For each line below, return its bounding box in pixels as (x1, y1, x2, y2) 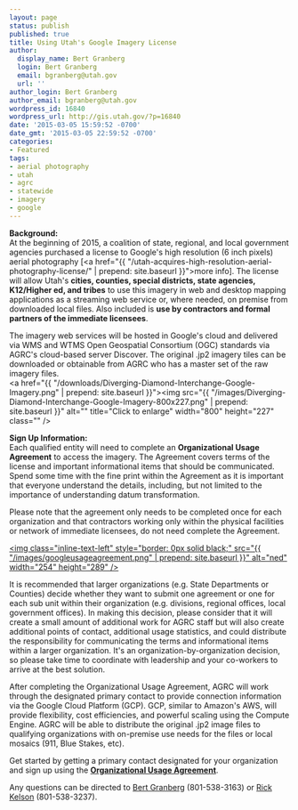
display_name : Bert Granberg (17, 54, 125, 63)
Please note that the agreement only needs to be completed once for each (9, 506, 282, 517)
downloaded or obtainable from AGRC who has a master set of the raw (9, 358, 269, 369)
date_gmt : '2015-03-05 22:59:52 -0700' (9, 129, 157, 138)
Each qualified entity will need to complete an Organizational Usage (9, 441, 260, 452)
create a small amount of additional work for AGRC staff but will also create (9, 616, 285, 628)
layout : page (9, 12, 58, 22)
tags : (9, 153, 29, 163)
